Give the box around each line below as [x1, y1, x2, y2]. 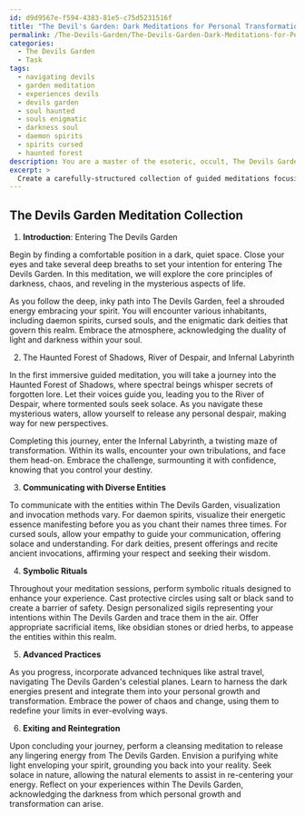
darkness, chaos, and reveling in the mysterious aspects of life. [9, 278, 246, 289]
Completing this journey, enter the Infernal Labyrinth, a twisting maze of [9, 435, 279, 446]
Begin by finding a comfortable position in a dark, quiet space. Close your [9, 249, 285, 260]
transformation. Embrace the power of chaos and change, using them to [9, 696, 280, 707]
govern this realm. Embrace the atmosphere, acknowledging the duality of [9, 324, 287, 336]
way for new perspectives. [9, 418, 109, 429]
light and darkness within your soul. [9, 334, 143, 345]
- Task [17, 55, 43, 65]
